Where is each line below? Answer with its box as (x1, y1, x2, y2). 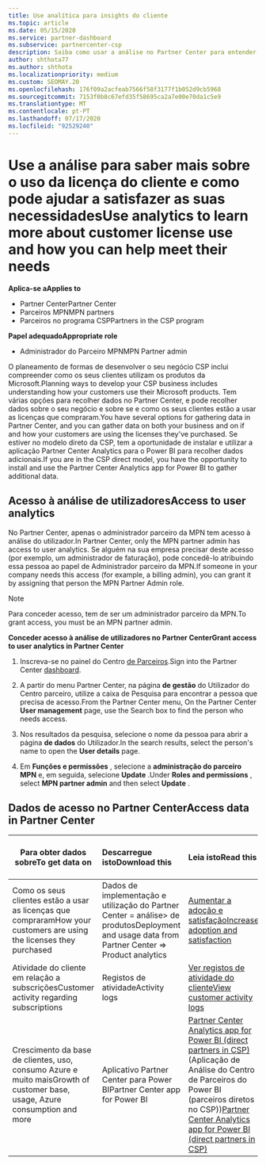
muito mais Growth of (12, 1075, 90, 1086)
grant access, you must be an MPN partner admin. (8, 617, 173, 627)
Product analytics (101, 949, 168, 961)
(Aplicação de (188, 1055, 241, 1066)
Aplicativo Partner (101, 1064, 169, 1075)
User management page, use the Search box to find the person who (19, 705, 244, 715)
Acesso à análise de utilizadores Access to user (8, 495, 247, 508)
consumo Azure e (12, 1064, 78, 1075)
